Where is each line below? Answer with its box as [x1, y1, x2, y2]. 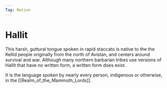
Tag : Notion [5, 7, 31, 13]
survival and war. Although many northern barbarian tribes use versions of [5, 57, 162, 63]
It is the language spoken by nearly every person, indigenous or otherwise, [5, 72, 162, 78]
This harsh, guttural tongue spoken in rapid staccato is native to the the [5, 46, 155, 52]
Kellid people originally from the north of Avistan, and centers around [5, 51, 150, 57]
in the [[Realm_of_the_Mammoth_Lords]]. [5, 77, 92, 83]
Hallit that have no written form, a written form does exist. [5, 62, 126, 68]
